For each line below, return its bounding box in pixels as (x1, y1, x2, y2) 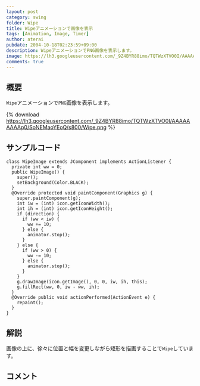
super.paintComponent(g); (17, 195, 82, 202)
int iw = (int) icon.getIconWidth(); (17, 200, 111, 206)
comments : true (6, 58, 44, 64)
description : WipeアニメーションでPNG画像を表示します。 (6, 48, 135, 54)
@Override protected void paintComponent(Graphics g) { (11, 190, 153, 196)
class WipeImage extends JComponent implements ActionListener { (6, 159, 171, 165)
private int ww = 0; (11, 164, 62, 170)
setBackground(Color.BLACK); (17, 180, 89, 186)
